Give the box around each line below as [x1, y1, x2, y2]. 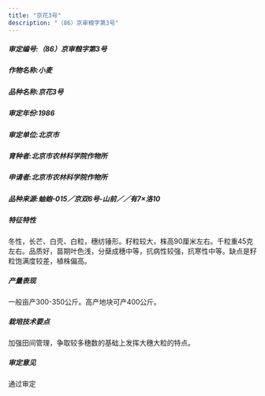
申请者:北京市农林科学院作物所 [8, 173, 108, 182]
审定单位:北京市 [8, 129, 59, 139]
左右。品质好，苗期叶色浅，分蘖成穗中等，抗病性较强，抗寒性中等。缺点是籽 [8, 246, 257, 256]
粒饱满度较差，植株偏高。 [8, 256, 91, 266]
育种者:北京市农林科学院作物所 [8, 151, 108, 160]
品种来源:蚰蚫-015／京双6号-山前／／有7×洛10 [8, 194, 161, 204]
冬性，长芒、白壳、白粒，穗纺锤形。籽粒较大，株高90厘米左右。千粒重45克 [8, 237, 254, 246]
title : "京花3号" [8, 11, 62, 20]
